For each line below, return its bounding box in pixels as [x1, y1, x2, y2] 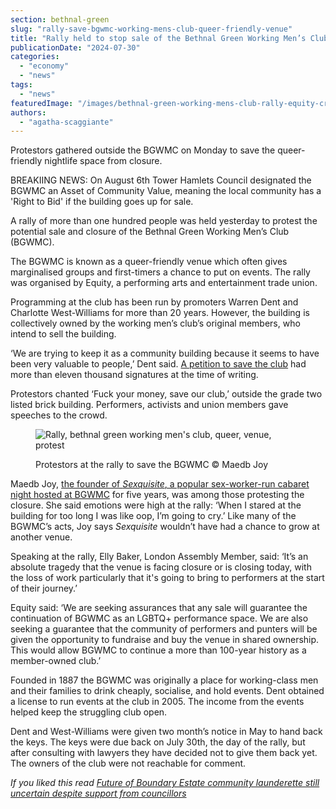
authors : [10, 107, 47, 118]
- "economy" [19, 61, 70, 71]
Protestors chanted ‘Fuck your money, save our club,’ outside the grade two [10, 388, 323, 400]
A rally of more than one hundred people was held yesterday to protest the [10, 215, 318, 227]
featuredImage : [10, 98, 74, 108]
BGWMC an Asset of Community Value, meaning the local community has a [10, 185, 322, 197]
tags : [10, 80, 33, 90]
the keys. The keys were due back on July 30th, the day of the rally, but [10, 736, 306, 748]
